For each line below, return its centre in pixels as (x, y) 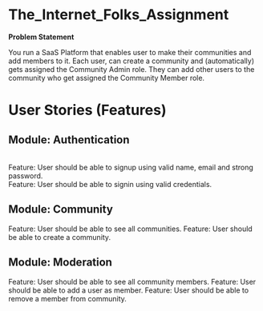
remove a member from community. (67, 298)
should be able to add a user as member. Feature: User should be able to (129, 290)
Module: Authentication (69, 140)
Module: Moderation (60, 263)
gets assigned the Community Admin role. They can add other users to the (131, 69)
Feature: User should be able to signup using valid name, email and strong (131, 167)
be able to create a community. (59, 237)
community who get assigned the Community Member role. (107, 78)
